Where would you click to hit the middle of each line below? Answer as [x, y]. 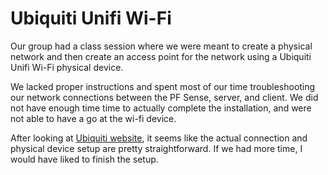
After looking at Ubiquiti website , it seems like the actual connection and [159, 138]
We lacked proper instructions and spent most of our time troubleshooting [163, 86]
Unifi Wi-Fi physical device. [67, 67]
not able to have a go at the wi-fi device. [93, 118]
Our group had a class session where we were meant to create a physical [161, 46]
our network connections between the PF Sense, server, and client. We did [164, 97]
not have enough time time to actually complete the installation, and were [161, 108]
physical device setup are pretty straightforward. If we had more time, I [156, 148]
